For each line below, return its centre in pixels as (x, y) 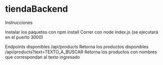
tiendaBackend (37, 9)
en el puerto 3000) (24, 37)
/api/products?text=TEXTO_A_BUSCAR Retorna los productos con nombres (81, 52)
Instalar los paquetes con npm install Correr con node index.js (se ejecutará (82, 32)
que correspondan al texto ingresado (42, 57)
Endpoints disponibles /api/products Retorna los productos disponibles (77, 46)
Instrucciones (19, 22)
